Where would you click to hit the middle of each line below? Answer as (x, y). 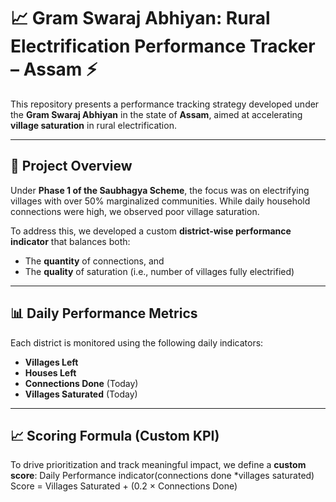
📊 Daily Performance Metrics (104, 313)
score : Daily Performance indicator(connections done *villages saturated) (162, 476)
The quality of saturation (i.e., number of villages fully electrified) (159, 271)
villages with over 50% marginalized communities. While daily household (160, 201)
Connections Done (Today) (81, 383)
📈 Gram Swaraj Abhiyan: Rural (140, 18)
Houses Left (50, 372)
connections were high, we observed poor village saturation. (135, 211)
